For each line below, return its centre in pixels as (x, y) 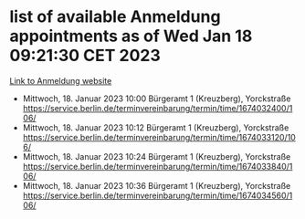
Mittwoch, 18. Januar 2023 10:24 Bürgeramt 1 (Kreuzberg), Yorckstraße (157, 156)
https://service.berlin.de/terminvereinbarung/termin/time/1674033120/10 (159, 137)
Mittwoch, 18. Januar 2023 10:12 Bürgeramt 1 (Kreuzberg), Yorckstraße (156, 127)
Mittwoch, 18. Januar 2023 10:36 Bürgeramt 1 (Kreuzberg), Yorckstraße (157, 185)
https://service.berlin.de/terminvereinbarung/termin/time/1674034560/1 (158, 195)
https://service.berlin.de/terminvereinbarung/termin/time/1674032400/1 (158, 108)
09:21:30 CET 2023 (85, 56)
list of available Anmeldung (115, 17)
